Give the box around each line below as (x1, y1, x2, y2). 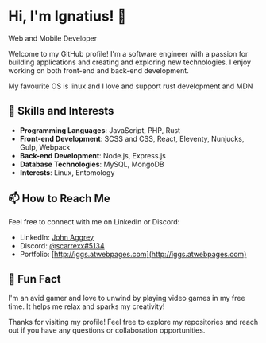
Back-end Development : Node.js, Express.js (19, 150, 167, 160)
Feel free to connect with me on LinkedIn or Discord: (8, 216, 180, 226)
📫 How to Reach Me (8, 192, 110, 205)
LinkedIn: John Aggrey (19, 232, 94, 242)
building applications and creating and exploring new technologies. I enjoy (8, 57, 252, 67)
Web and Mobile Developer (8, 33, 98, 43)
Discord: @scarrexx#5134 (19, 240, 105, 250)
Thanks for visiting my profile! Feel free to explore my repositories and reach (8, 318, 259, 327)
